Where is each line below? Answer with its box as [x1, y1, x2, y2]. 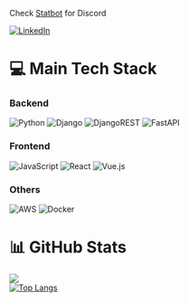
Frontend [9, 140, 51, 153]
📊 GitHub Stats [9, 237, 127, 258]
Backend [9, 97, 50, 109]
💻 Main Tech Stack [9, 59, 157, 80]
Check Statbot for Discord [9, 8, 107, 18]
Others [9, 183, 41, 195]
